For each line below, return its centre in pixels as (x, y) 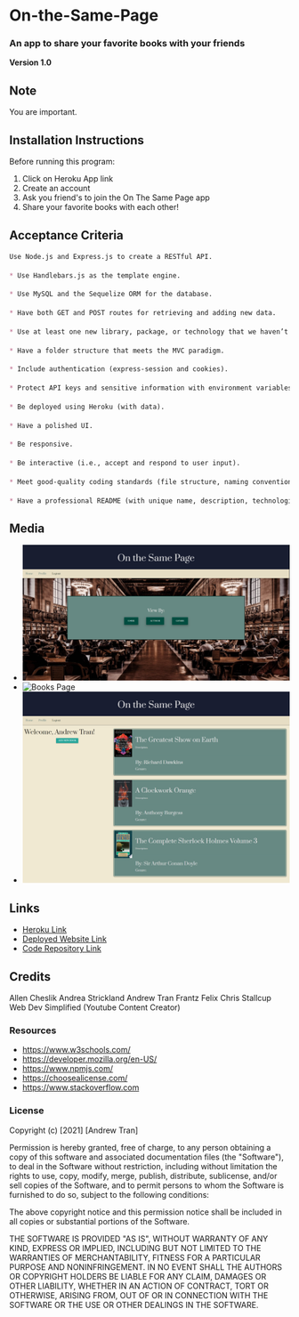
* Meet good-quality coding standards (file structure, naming (129, 481)
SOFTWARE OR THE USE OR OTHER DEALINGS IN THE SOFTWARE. (134, 1305)
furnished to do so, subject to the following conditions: (109, 1194)
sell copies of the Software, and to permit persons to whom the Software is (147, 1185)
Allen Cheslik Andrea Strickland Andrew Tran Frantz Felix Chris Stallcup (140, 998)
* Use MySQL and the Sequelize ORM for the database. (111, 295)
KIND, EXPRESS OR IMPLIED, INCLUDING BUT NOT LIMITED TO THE (135, 1248)
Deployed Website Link (64, 939)
